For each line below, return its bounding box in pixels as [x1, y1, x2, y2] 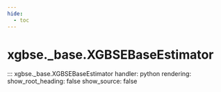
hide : [7, 10, 23, 17]
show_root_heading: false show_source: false [7, 77, 138, 86]
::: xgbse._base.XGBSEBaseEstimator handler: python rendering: [7, 70, 192, 78]
